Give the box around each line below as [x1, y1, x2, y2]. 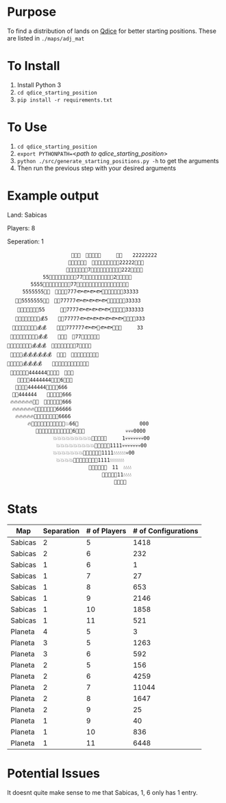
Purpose [7, 4, 57, 20]
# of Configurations [132, 526, 199, 536]
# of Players [86, 526, 127, 536]
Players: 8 [7, 224, 36, 232]
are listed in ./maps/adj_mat [7, 34, 85, 42]
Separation [42, 526, 80, 536]
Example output [7, 188, 99, 203]
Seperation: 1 [7, 237, 45, 245]
